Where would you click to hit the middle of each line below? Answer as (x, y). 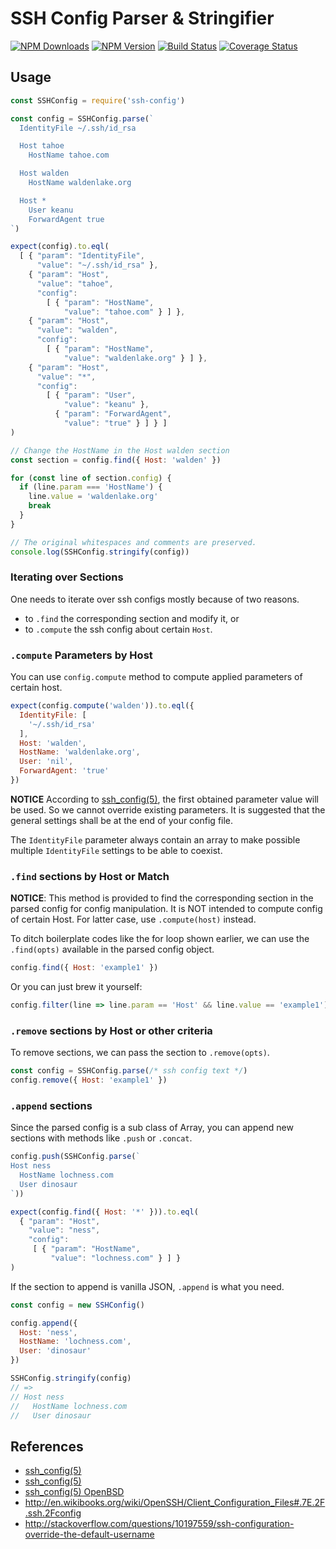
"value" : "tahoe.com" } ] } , (124, 312)
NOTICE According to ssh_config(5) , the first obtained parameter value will (165, 799)
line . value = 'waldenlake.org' (93, 497)
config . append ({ (44, 1323)
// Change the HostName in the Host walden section (120, 450)
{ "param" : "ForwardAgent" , (113, 414)
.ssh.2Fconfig (53, 1513)
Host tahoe (42, 146)
